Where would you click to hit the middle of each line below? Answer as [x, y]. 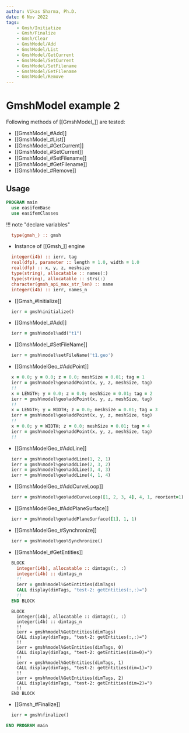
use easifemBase [31, 208]
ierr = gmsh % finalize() [40, 715]
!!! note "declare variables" [38, 224]
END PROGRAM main [27, 725]
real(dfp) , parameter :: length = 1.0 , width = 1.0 [76, 263]
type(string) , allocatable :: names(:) [60, 273]
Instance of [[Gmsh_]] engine [50, 246]
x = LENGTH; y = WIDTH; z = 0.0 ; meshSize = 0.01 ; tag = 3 [85, 410]
